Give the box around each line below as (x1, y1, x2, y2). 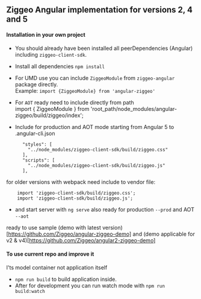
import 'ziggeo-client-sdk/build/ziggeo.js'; (17, 195, 134, 201)
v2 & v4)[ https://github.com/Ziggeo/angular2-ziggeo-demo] (6, 236, 156, 244)
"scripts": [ (22, 157, 55, 163)
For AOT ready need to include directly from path (14, 99, 134, 106)
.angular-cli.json (14, 130, 55, 137)
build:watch (14, 288, 45, 294)
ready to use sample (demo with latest (6, 224, 101, 231)
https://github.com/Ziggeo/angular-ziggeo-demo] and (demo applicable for (8, 230, 196, 238)
